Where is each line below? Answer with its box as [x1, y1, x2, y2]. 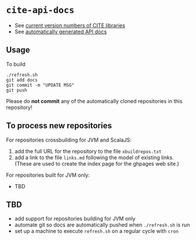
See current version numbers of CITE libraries [14, 22, 126, 29]
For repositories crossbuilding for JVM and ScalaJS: [6, 136, 132, 143]
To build [6, 60, 26, 67]
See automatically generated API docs [14, 28, 107, 35]
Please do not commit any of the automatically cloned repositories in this [6, 97, 183, 104]
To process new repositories [6, 121, 112, 131]
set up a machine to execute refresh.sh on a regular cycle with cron [14, 228, 179, 235]
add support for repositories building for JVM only [14, 215, 136, 222]
